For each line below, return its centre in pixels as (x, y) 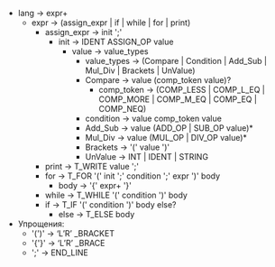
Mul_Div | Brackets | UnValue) (140, 70)
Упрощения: (41, 224)
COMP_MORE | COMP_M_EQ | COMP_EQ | (178, 99)
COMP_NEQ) (123, 109)
